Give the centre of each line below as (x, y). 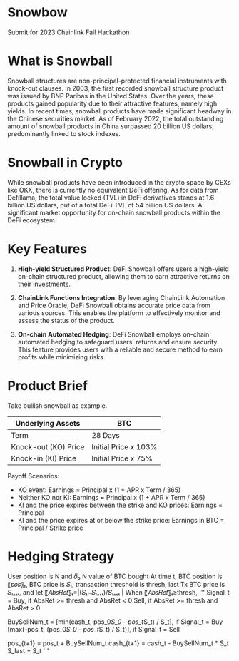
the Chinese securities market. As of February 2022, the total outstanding (116, 118)
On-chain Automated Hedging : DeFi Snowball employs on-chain (113, 334)
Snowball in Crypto (65, 163)
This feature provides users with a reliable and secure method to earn (120, 349)
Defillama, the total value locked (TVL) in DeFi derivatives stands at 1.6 (111, 198)
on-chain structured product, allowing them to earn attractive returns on (124, 276)
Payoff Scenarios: (34, 476)
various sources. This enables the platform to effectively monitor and (119, 313)
